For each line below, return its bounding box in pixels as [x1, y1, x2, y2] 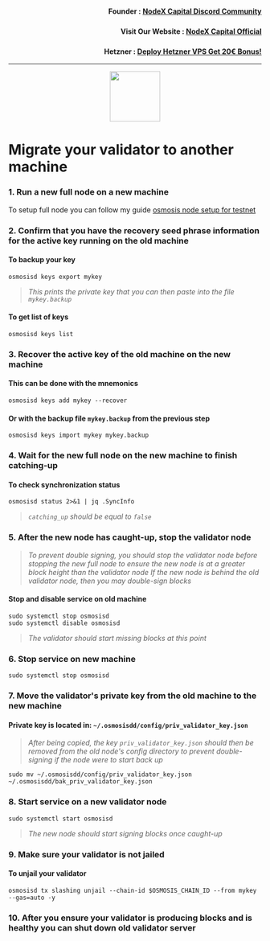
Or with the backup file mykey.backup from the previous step [8, 413, 211, 423]
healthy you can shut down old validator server [8, 922, 197, 933]
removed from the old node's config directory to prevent [27, 746, 215, 756]
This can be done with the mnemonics [8, 379, 139, 388]
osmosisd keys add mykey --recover [8, 397, 128, 405]
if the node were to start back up [54, 755, 163, 765]
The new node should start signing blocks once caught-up [27, 828, 223, 838]
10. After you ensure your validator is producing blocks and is [8, 912, 253, 923]
